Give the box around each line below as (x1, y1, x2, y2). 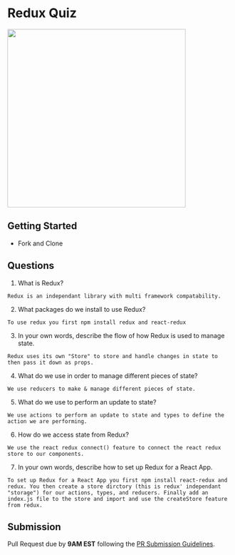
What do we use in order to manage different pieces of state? (17, 371, 198, 380)
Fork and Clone (17, 239, 63, 248)
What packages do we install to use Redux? (17, 305, 146, 313)
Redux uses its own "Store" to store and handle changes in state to (7, 352, 219, 360)
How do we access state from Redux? (17, 430, 130, 439)
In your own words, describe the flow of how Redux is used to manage (17, 331, 225, 340)
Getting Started (7, 220, 78, 233)
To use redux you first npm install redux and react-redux (7, 319, 187, 326)
